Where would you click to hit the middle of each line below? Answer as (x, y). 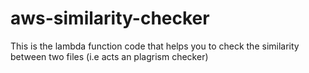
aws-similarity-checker (110, 18)
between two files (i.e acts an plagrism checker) (109, 56)
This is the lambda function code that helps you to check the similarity (155, 46)
